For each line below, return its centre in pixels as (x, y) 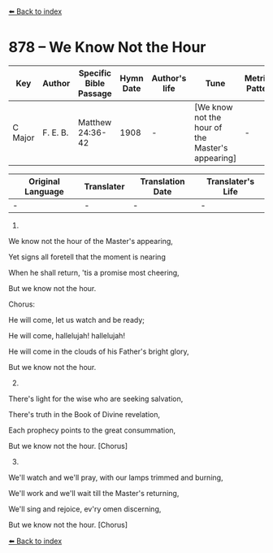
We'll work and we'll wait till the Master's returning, (94, 493)
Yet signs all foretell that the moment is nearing (87, 257)
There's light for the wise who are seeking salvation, (96, 398)
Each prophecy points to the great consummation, (92, 430)
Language (44, 191)
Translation (162, 181)
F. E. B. (55, 133)
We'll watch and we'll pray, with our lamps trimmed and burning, (116, 477)
